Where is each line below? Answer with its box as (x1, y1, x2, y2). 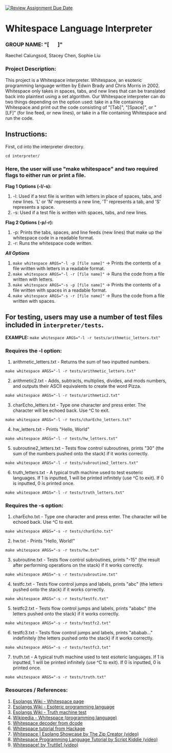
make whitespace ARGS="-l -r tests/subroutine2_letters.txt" (5, 460, 139, 466)
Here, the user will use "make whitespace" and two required (5, 165, 158, 172)
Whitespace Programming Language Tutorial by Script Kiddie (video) (12, 736, 158, 742)
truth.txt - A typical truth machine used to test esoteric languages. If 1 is (12, 654, 164, 660)
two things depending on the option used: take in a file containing (5, 99, 144, 105)
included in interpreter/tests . (5, 321, 104, 329)
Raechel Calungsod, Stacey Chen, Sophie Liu (5, 53, 101, 59)
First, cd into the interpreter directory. (5, 143, 84, 149)
